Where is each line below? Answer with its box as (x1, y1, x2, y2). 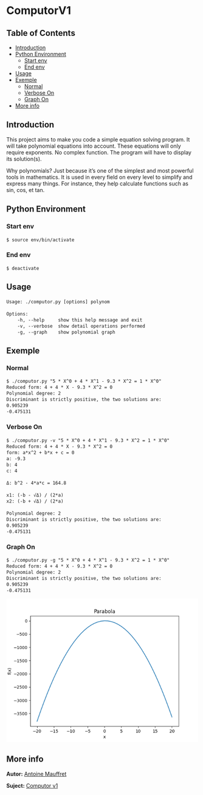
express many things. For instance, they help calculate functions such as (6, 180, 188, 187)
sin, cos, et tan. (6, 186, 45, 193)
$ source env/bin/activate (6, 236, 75, 243)
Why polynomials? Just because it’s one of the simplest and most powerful (6, 167, 194, 174)
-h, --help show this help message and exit (17, 317, 143, 323)
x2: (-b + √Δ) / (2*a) (6, 498, 64, 504)
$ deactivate (6, 265, 40, 271)
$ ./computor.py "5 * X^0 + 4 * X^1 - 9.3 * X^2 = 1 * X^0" (6, 378, 162, 385)
